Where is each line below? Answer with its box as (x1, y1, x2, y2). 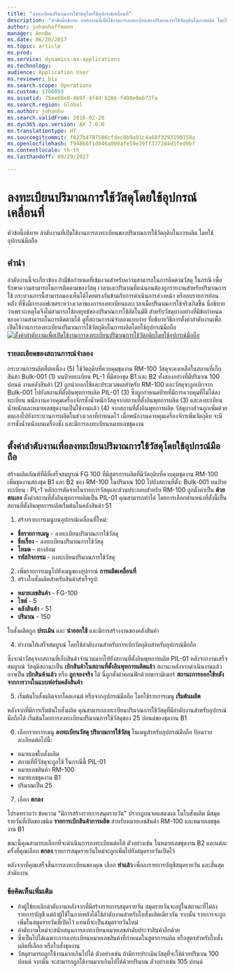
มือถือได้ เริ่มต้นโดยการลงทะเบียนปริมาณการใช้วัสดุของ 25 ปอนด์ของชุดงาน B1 (7, 713, 187, 722)
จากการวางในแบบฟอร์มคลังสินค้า (7, 678, 83, 686)
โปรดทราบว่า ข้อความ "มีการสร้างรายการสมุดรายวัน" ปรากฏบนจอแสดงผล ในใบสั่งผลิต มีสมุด (7, 809, 220, 817)
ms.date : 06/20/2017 (7, 36, 68, 43)
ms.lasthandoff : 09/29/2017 (7, 153, 90, 161)
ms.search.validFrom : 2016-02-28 (7, 114, 105, 121)
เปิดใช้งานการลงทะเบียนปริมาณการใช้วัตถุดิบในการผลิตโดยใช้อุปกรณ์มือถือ (7, 322, 176, 331)
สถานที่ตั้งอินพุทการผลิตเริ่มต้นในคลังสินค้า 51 (7, 501, 112, 509)
